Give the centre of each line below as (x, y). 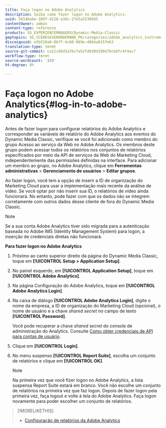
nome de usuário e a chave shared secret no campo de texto (74, 311)
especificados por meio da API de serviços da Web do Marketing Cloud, (79, 155)
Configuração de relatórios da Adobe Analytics (72, 421)
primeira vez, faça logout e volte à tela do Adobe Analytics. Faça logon (84, 396)
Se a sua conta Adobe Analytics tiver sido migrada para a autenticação (77, 226)
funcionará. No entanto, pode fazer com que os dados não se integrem (77, 196)
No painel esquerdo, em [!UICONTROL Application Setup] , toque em (83, 271)
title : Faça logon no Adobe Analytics (45, 10)
